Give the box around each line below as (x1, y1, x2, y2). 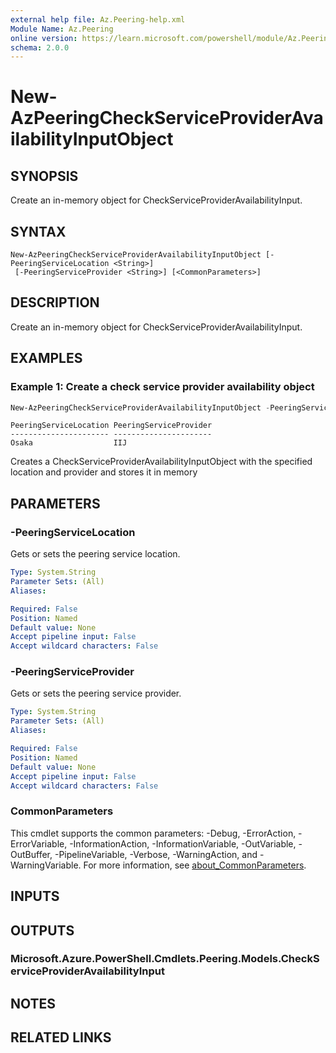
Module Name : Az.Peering (10, 24, 114, 34)
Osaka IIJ (10, 438, 128, 448)
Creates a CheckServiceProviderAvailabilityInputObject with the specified (10, 456, 313, 468)
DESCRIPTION (10, 294, 100, 311)
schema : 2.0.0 (10, 42, 70, 53)
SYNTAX (10, 223, 67, 240)
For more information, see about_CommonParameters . (83, 859, 307, 871)
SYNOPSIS (10, 167, 79, 185)
